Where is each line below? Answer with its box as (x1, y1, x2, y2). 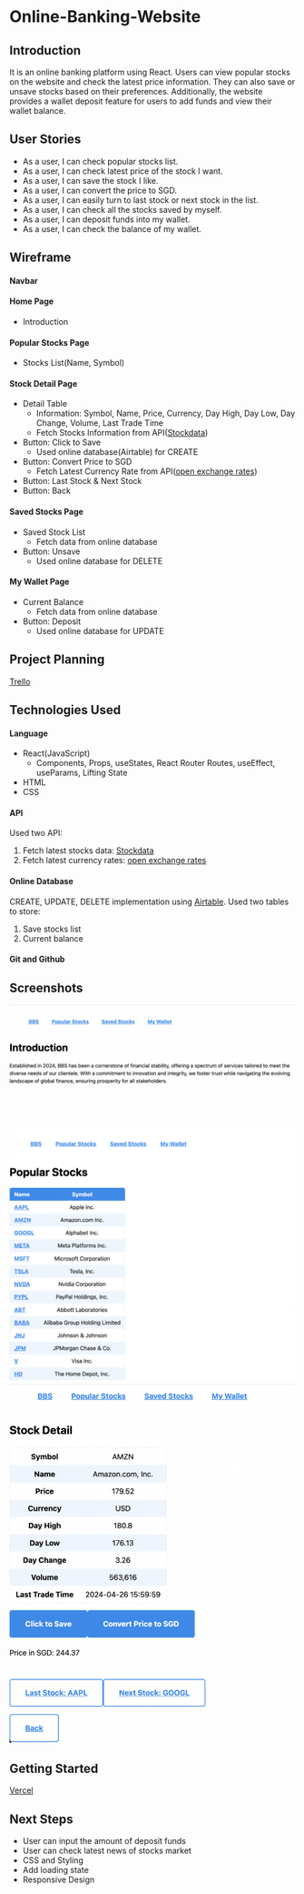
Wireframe (9, 250, 72, 266)
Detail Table (22, 398, 68, 409)
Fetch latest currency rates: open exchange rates (22, 855, 207, 866)
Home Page (9, 296, 54, 307)
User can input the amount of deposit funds (22, 1835, 186, 1846)
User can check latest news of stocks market (22, 1845, 192, 1856)
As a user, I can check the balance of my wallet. (22, 223, 202, 234)
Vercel (9, 1785, 34, 1796)
